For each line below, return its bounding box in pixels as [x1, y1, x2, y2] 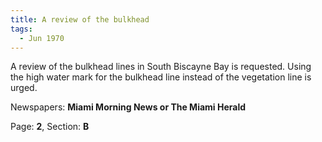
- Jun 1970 [19, 33, 65, 43]
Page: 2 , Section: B [10, 121, 90, 133]
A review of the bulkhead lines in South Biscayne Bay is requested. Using [10, 61, 312, 73]
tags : [10, 24, 33, 34]
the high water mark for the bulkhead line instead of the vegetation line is [10, 71, 312, 83]
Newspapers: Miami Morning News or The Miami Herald [10, 101, 247, 113]
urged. [10, 82, 38, 94]
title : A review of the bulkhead [10, 14, 150, 25]
